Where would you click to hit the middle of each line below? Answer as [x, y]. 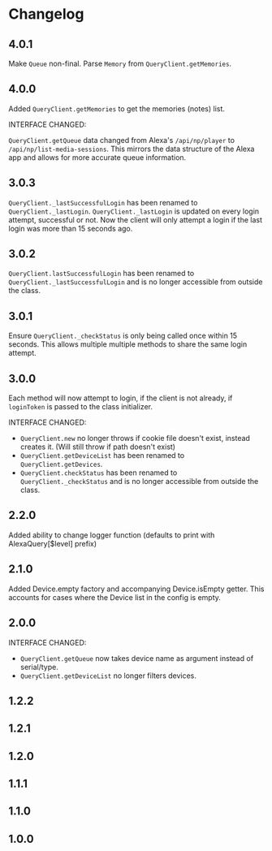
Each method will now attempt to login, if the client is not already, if [121, 398]
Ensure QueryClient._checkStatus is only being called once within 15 [123, 336]
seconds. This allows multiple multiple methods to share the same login [128, 344]
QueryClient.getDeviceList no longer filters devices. [108, 676]
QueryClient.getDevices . [61, 464]
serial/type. [39, 667]
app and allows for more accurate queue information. [97, 157]
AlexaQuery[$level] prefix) [53, 543]
